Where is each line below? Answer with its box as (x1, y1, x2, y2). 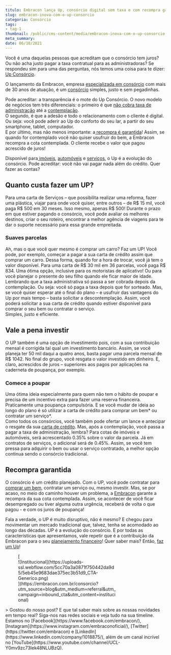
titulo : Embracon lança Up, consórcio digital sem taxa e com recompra (5, 7, 160, 13)
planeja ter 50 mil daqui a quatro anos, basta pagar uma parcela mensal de (5, 350, 162, 356)
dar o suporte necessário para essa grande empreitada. (5, 221, 122, 228)
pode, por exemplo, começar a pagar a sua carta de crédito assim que (5, 251, 153, 257)
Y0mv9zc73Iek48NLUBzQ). (5, 645, 64, 651)
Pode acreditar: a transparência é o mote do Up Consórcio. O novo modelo (5, 96, 162, 102)
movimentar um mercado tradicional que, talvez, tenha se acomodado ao (5, 522, 159, 528)
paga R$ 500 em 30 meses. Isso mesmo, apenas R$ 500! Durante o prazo (5, 205, 161, 211)
